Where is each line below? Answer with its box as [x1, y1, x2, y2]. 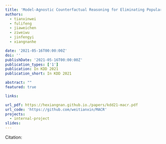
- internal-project [9, 116, 50, 121]
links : [5, 93, 19, 99]
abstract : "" [5, 80, 32, 85]
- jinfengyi [9, 35, 35, 40]
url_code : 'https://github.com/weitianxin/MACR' [5, 107, 107, 112]
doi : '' [5, 53, 21, 58]
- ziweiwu [9, 30, 30, 35]
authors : [5, 12, 23, 17]
